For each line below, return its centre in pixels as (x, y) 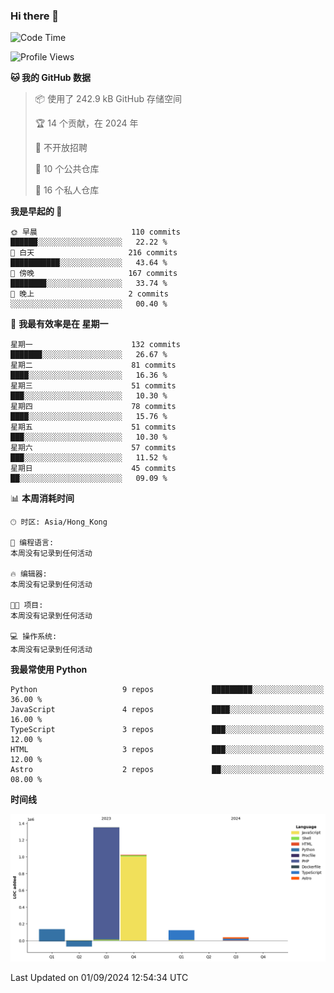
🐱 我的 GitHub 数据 (51, 78)
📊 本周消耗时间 (42, 498)
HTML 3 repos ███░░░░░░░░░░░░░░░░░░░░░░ (167, 750)
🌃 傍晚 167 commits (94, 274)
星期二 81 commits (93, 365)
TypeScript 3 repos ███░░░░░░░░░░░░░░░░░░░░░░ (167, 730)
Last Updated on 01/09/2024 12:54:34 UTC (99, 977)
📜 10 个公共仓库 (67, 169)
